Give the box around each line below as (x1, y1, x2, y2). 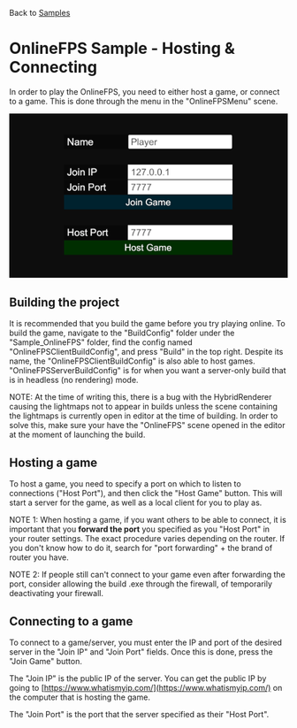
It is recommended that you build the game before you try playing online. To (9, 318, 286, 329)
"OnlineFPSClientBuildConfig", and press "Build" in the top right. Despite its (9, 347, 284, 357)
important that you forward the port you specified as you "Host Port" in (9, 524, 270, 534)
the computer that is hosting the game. (9, 692, 150, 702)
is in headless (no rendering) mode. (9, 375, 139, 386)
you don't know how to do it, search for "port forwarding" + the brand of (9, 543, 273, 554)
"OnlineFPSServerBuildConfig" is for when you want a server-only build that (9, 365, 286, 376)
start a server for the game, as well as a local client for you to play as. (9, 497, 263, 508)
